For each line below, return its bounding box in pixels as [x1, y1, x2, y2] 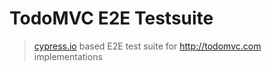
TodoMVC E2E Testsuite [9, 7, 214, 30]
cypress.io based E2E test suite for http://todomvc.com [33, 40, 262, 52]
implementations [33, 50, 103, 62]
